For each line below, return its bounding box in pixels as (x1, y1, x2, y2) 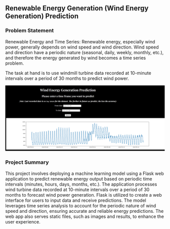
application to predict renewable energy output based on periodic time (5, 175, 153, 181)
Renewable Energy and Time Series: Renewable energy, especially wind (5, 38, 155, 44)
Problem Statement (5, 27, 54, 34)
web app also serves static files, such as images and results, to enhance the (5, 213, 164, 219)
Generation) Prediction (5, 12, 79, 21)
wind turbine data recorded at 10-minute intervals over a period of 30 (5, 187, 150, 193)
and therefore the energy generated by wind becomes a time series (5, 55, 146, 61)
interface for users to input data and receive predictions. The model (5, 197, 147, 203)
